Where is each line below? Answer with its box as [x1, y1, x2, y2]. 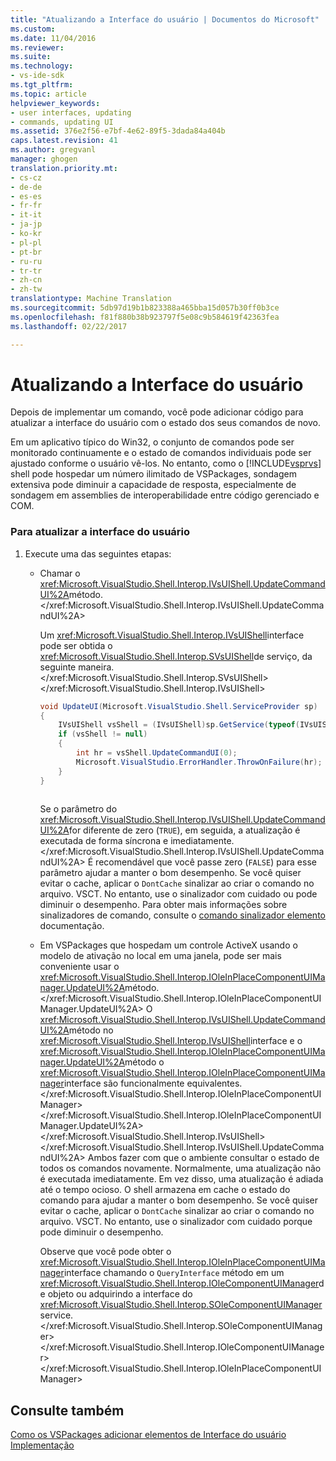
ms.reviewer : [10, 42, 65, 53]
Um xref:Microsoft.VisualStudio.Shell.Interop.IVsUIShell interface [39, 629, 305, 641]
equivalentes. [186, 1077, 243, 1090]
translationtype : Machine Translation [10, 294, 172, 304]
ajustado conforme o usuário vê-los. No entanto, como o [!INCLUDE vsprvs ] [10, 457, 322, 470]
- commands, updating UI [10, 117, 114, 127]
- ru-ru [10, 256, 43, 266]
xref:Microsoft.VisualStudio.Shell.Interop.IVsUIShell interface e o [39, 1035, 303, 1047]
